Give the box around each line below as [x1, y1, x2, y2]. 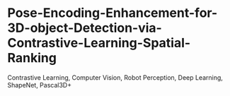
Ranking [7, 50, 57, 66]
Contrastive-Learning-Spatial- [7, 35, 191, 51]
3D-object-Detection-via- [7, 20, 163, 36]
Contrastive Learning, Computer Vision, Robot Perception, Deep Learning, [7, 73, 223, 82]
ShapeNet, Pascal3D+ [7, 80, 72, 89]
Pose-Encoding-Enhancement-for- [7, 5, 218, 21]
